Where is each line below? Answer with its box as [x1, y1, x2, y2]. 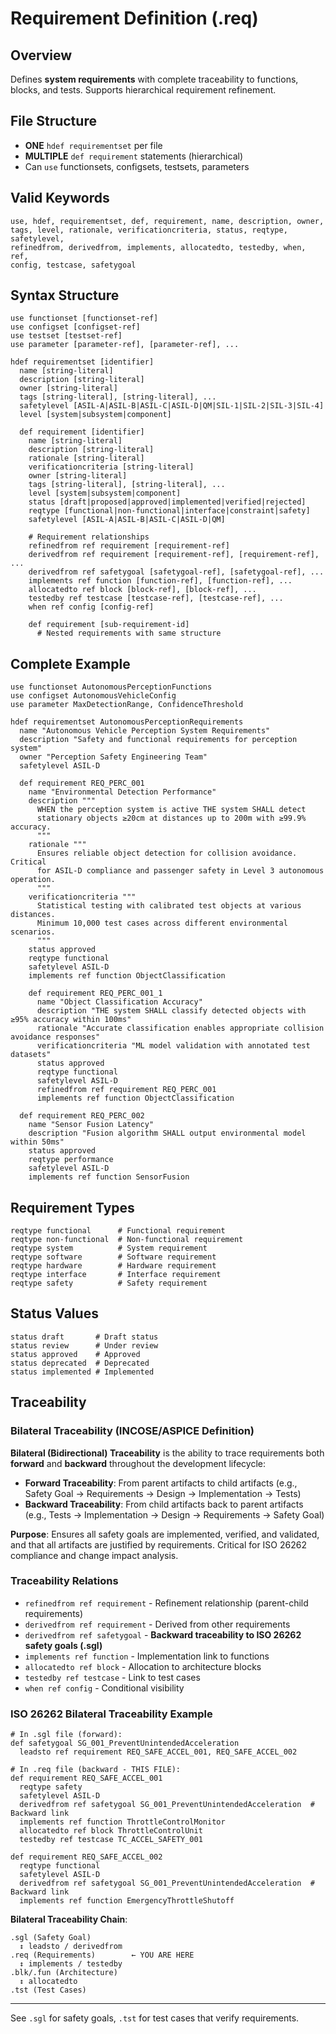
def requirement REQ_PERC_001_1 [28, 988, 163, 999]
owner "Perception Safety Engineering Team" [19, 752, 208, 762]
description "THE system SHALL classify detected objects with [36, 1006, 307, 1016]
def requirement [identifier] [19, 427, 145, 437]
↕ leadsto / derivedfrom [19, 1942, 123, 1952]
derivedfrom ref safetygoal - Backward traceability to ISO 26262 [24, 1628, 302, 1641]
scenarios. [10, 927, 56, 937]
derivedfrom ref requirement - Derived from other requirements [24, 1618, 291, 1630]
